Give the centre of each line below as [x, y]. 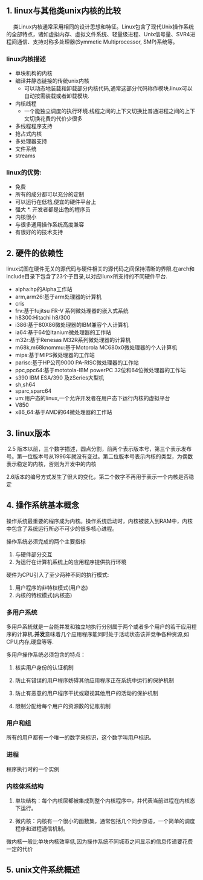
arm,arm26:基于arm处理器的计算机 [58, 297]
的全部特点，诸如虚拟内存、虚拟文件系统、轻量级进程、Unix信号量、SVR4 [98, 34]
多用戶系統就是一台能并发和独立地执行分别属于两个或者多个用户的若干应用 [99, 627]
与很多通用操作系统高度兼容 [50, 225]
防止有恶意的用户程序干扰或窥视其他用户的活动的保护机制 [86, 693]
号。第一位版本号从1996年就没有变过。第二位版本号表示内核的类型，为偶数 [100, 456]
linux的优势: [24, 172]
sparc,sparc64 [33, 391]
